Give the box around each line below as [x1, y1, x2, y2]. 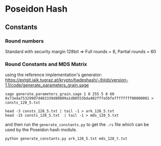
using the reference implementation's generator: [5, 72, 102, 78]
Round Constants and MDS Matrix [5, 61, 87, 67]
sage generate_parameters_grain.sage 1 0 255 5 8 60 [5, 92, 115, 97]
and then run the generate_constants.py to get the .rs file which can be [5, 122, 149, 127]
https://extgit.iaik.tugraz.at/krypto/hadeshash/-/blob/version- [5, 77, 128, 83]
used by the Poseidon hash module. [5, 127, 77, 133]
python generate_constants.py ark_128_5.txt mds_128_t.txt [5, 136, 128, 141]
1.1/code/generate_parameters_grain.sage [5, 82, 89, 88]
